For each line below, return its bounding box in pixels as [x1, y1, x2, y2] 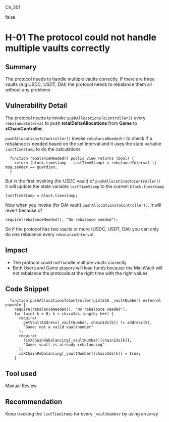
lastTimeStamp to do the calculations [5, 146, 81, 152]
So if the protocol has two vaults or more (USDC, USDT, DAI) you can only [5, 226, 159, 232]
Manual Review [5, 383, 37, 389]
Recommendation [5, 397, 62, 406]
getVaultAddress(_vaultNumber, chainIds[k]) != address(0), [23, 320, 152, 325]
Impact [5, 246, 28, 255]
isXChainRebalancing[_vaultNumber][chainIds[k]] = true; [18, 351, 141, 356]
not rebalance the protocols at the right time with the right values [12, 270, 148, 276]
